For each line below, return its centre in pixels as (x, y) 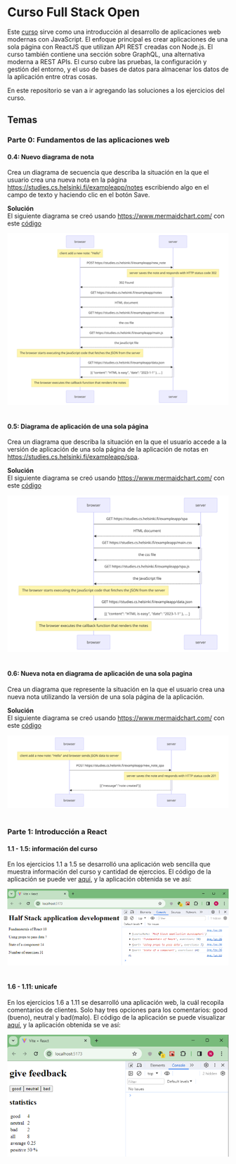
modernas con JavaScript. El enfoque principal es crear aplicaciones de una (118, 39)
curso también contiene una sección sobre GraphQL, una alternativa (106, 54)
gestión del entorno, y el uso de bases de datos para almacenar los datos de (118, 69)
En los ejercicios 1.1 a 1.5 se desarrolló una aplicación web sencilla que (109, 865)
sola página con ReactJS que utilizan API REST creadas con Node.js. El (110, 47)
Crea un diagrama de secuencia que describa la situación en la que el (108, 173)
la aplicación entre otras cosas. (53, 76)
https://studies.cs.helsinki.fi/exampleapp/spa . (73, 457)
